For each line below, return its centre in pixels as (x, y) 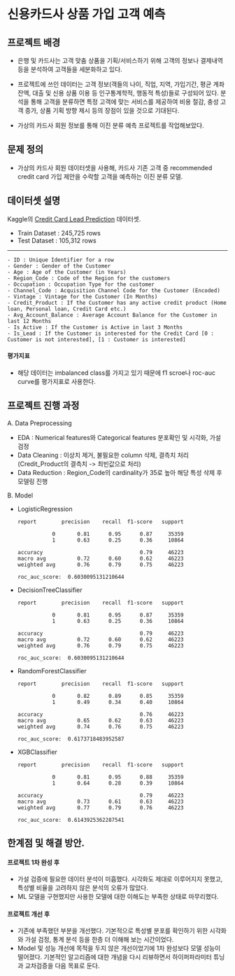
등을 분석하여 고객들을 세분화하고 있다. (70, 69)
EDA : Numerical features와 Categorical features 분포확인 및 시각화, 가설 (119, 437)
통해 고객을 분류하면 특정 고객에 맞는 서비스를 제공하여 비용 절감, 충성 (124, 102)
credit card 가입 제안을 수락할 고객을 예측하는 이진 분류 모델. (100, 177)
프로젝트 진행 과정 (43, 406)
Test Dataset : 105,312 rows (57, 240)
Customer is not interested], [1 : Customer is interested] (97, 339)
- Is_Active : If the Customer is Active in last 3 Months (95, 327)
